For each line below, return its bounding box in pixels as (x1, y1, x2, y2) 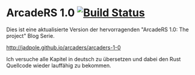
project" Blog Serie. (6, 32, 55, 39)
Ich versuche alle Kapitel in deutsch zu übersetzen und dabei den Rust (6, 55, 181, 62)
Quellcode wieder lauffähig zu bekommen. (6, 62, 111, 69)
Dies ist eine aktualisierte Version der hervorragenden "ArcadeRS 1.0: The (6, 26, 189, 33)
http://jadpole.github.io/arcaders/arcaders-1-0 (6, 44, 122, 51)
